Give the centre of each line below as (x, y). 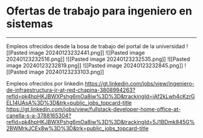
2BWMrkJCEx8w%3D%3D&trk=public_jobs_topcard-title (78, 128)
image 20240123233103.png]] (66, 72)
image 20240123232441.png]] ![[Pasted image (87, 52)
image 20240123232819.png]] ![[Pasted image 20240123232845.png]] (95, 65)
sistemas (30, 24)
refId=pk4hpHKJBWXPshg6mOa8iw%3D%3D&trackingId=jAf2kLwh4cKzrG (101, 96)
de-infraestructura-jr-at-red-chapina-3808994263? (71, 90)
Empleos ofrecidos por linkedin (45, 83)
